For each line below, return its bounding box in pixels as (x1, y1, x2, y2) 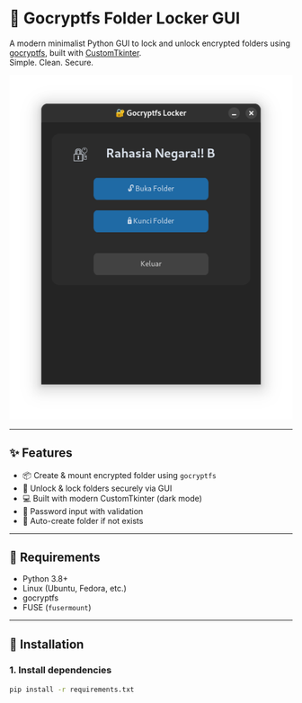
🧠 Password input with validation (22, 505, 144, 516)
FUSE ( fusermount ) (22, 602, 92, 613)
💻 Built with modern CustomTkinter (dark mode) (22, 493, 202, 503)
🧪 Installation (9, 636, 84, 652)
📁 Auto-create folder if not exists (22, 515, 144, 526)
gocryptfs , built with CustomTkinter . (9, 47, 142, 58)
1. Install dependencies (9, 663, 112, 676)
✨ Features (9, 445, 73, 461)
